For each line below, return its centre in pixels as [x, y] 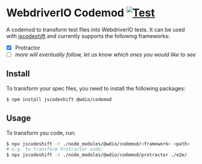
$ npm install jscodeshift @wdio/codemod [59, 99]
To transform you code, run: [41, 133]
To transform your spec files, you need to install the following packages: [96, 88]
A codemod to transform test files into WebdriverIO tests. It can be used [96, 30]
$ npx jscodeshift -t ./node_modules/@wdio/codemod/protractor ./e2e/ [97, 155]
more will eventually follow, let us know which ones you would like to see [105, 55]
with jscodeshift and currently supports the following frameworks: [88, 36]
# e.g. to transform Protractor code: [55, 150]
